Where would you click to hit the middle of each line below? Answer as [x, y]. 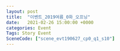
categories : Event [29, 28]
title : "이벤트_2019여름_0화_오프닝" [48, 17]
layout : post [22, 11]
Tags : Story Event [29, 33]
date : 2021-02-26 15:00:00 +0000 [50, 22]
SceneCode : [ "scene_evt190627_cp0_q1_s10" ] [61, 39]
